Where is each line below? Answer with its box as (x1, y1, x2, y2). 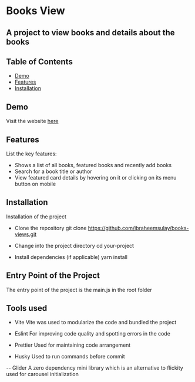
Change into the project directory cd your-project (14, 242, 134, 249)
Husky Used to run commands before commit (14, 353, 125, 360)
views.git (14, 231, 37, 238)
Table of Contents (6, 57, 73, 67)
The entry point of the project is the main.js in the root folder (6, 286, 153, 293)
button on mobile (14, 181, 56, 188)
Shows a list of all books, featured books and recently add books (14, 162, 172, 169)
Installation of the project (6, 213, 66, 220)
